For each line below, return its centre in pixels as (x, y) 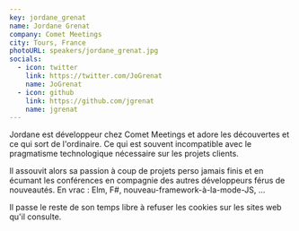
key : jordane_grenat (48, 17)
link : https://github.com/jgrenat (90, 101)
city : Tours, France (48, 43)
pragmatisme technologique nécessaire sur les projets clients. (124, 154)
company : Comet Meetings (56, 34)
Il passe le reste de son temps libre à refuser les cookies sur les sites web (145, 208)
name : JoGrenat (54, 84)
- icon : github (46, 92)
